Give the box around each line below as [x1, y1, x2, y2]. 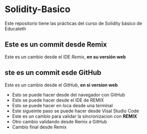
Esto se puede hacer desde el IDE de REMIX [12, 97, 104, 103]
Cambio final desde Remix [12, 124, 67, 130]
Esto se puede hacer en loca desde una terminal [12, 102, 113, 108]
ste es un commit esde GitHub [5, 68, 102, 77]
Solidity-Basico [5, 4, 71, 15]
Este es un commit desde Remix [5, 40, 107, 49]
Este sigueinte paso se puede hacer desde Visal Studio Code [12, 108, 139, 114]
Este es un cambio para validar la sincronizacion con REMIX [12, 113, 137, 119]
